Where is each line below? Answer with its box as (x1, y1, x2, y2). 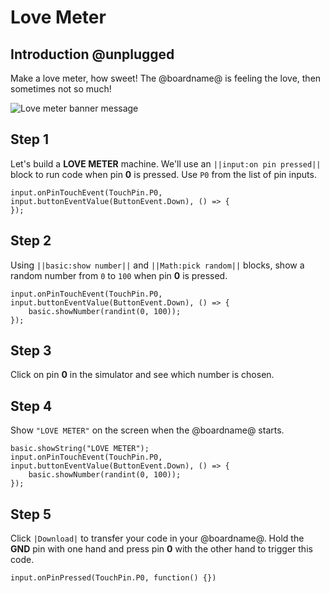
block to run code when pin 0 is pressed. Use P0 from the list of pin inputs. (10, 168, 317, 180)
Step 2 (10, 232, 52, 250)
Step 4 (10, 397, 53, 415)
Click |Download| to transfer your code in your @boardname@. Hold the (10, 532, 305, 545)
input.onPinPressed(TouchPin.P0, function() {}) (10, 573, 217, 583)
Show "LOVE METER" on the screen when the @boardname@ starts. (10, 424, 285, 436)
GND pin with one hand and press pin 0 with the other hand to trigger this (10, 543, 313, 555)
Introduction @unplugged (10, 46, 175, 63)
